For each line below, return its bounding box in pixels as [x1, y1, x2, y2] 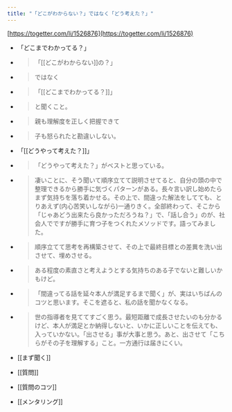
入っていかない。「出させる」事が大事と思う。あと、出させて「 [34, 330, 213, 338]
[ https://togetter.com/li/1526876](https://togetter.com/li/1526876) [7, 29, 194, 37]
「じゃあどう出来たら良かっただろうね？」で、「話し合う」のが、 [34, 211, 220, 219]
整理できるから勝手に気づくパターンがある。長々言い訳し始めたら [34, 184, 223, 192]
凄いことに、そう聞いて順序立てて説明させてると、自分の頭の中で [34, 176, 223, 184]
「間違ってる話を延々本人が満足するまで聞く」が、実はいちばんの [34, 289, 223, 298]
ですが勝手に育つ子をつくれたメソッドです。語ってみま [53, 219, 210, 227]
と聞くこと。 [34, 102, 71, 111]
